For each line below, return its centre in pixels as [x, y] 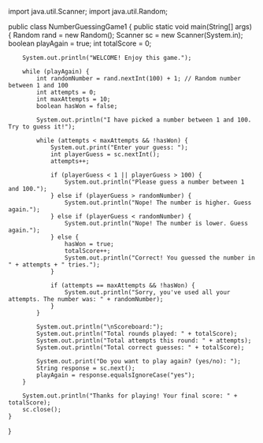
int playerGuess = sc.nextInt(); [105, 154]
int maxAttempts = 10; [74, 99]
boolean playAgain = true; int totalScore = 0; [80, 43]
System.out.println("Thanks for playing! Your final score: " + [130, 396]
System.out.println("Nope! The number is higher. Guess [158, 203]
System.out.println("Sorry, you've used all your [147, 292]
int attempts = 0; [67, 92]
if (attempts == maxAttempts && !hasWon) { [122, 285]
